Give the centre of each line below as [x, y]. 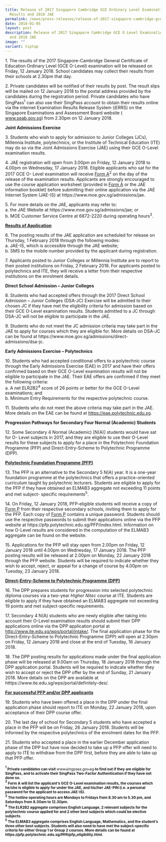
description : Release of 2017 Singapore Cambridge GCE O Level [72, 33]
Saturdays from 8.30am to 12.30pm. [37, 802]
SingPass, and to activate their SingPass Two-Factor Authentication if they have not [78, 773]
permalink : [16, 19]
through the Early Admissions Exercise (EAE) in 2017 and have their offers [80, 366]
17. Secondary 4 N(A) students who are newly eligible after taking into [76, 615]
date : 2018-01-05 [23, 23]
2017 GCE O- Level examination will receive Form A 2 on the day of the [76, 173]
